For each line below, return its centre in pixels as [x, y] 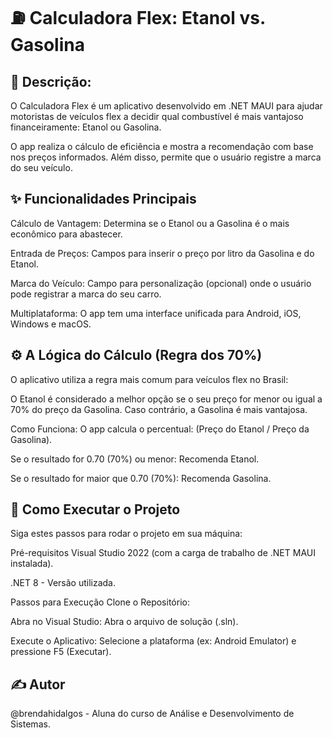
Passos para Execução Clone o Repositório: [100, 602]
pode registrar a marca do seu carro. [86, 294]
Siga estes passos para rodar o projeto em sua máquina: [126, 534]
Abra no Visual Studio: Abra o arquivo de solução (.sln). [124, 622]
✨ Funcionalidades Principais [103, 199]
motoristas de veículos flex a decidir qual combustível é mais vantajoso [157, 116]
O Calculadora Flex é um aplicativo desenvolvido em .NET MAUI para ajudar [166, 106]
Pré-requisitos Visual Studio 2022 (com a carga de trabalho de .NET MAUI [163, 553]
